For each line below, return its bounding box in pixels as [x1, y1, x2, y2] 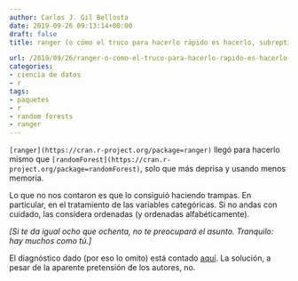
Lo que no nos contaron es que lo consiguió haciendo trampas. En [9, 190, 252, 201]
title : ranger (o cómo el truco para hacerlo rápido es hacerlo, [9, 37, 255, 47]
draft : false [9, 29, 58, 38]
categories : [9, 62, 53, 71]
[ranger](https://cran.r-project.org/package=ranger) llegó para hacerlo [9, 144, 281, 156]
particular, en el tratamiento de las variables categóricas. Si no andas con [9, 199, 278, 210]
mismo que [9, 154, 51, 165]
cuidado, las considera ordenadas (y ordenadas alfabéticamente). [9, 209, 250, 220]
